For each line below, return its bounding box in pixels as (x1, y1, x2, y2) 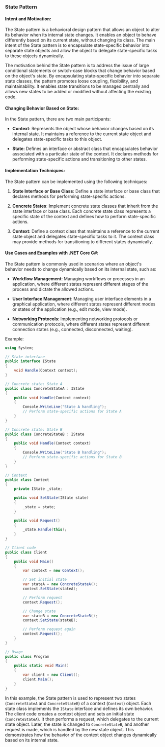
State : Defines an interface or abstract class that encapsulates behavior (12, 146, 158, 151)
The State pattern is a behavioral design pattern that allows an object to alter (5, 27, 160, 33)
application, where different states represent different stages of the (12, 281, 148, 287)
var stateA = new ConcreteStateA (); (23, 582, 98, 587)
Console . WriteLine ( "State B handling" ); (23, 450, 107, 455)
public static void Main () (14, 663, 69, 668)
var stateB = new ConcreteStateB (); (23, 613, 98, 618)
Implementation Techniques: (5, 167, 65, 173)
